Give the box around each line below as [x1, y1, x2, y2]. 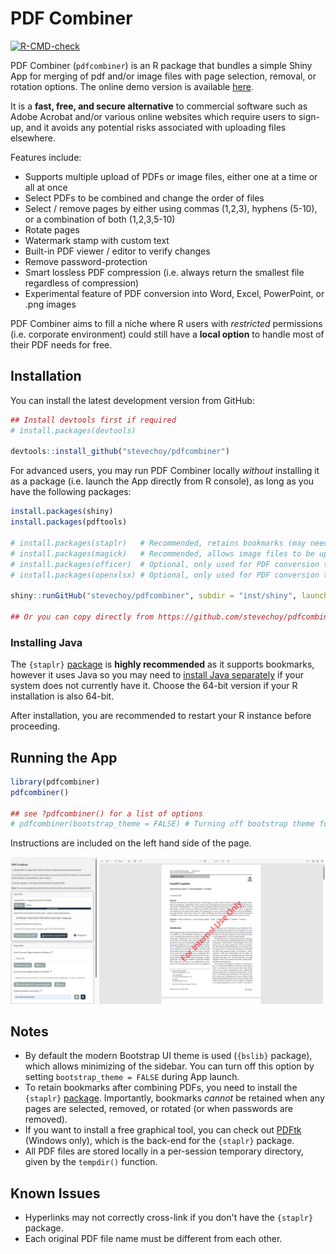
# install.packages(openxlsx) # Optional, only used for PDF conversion [10, 570, 320, 580]
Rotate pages [24, 223, 80, 236]
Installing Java [10, 635, 83, 649]
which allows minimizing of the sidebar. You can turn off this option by [24, 1060, 315, 1072]
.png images [24, 298, 77, 310]
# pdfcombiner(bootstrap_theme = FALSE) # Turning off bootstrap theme [10, 819, 315, 829]
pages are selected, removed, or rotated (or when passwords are [24, 1103, 293, 1115]
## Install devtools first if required [10, 415, 177, 425]
